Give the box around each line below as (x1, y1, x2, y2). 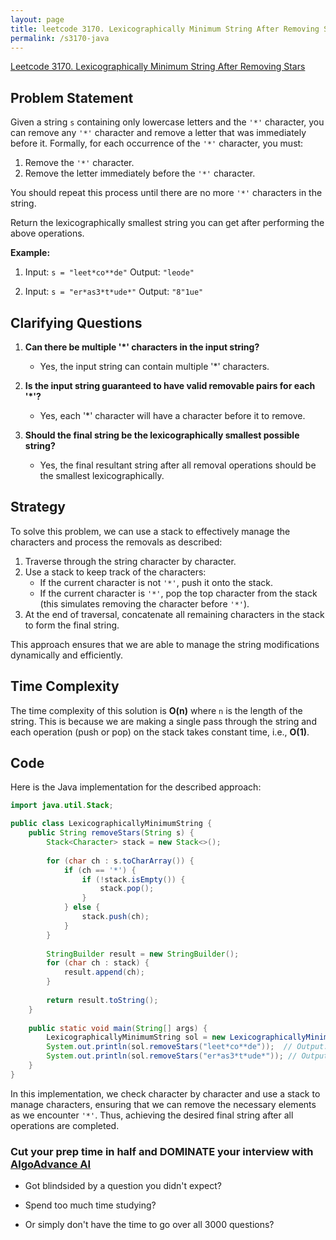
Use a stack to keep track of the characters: (24, 566, 207, 578)
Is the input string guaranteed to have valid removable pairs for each (24, 380, 316, 391)
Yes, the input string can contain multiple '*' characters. (39, 361, 270, 372)
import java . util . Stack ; (10, 801, 114, 811)
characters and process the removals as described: (10, 536, 223, 548)
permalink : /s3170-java (10, 33, 110, 43)
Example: (10, 247, 51, 259)
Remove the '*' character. (24, 157, 135, 169)
